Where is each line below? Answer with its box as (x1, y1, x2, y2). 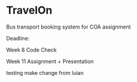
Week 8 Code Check (6, 46, 57, 53)
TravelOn (6, 4, 52, 17)
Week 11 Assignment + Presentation (6, 58, 94, 65)
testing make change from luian (6, 69, 84, 76)
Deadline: (6, 34, 30, 42)
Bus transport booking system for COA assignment (6, 23, 131, 30)
